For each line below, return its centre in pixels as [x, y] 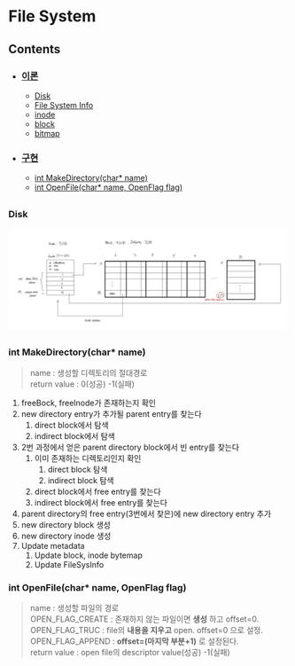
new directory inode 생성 [66, 536]
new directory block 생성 [66, 524]
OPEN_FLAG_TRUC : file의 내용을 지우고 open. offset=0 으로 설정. [146, 631]
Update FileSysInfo [69, 564]
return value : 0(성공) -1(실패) [82, 384]
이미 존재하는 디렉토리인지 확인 [88, 458]
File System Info [64, 105]
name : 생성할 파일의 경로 [74, 608]
